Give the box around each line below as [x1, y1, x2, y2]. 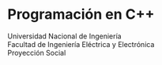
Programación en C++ [7, 5, 155, 23]
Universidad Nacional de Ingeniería [7, 31, 122, 41]
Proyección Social [7, 48, 66, 57]
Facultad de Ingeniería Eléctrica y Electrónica [7, 39, 155, 49]
